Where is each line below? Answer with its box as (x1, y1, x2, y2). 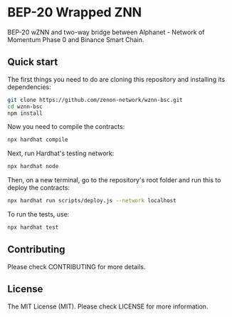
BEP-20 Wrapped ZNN (7, 4, 142, 21)
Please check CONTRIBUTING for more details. (7, 262, 146, 271)
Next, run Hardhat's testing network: (7, 149, 115, 157)
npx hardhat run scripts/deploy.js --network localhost (7, 197, 176, 204)
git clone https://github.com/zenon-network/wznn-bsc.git (7, 96, 183, 103)
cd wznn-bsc (7, 103, 43, 110)
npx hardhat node (7, 163, 59, 170)
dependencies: (7, 83, 51, 91)
